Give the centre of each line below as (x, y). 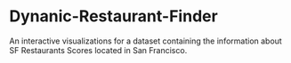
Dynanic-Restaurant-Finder (113, 16)
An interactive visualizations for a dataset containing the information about (145, 41)
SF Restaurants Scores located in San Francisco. (98, 50)
